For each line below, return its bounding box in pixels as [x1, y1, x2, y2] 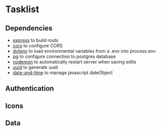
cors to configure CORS [12, 43, 63, 49]
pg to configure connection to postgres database [12, 53, 116, 59]
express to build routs [12, 37, 59, 43]
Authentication [5, 84, 55, 93]
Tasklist [5, 4, 39, 15]
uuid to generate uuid [12, 64, 58, 70]
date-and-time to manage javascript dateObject [12, 70, 113, 76]
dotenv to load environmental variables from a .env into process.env [12, 48, 156, 54]
